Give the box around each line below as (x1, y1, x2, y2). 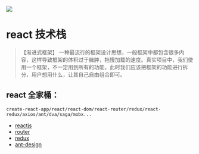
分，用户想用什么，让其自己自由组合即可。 (20, 71, 126, 78)
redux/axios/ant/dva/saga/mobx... (6, 111, 92, 117)
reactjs (14, 122, 32, 129)
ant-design (14, 140, 42, 148)
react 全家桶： (6, 90, 60, 100)
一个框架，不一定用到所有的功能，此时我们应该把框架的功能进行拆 (26, 63, 188, 71)
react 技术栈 (6, 28, 67, 42)
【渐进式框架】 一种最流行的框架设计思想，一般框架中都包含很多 (20, 48, 179, 56)
